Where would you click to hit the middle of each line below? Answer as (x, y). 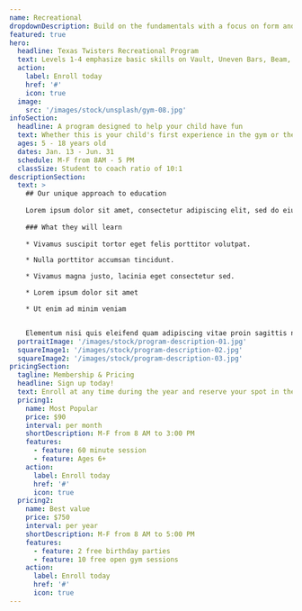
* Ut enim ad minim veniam (76, 309)
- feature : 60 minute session (89, 451)
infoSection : (34, 118)
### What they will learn (74, 227)
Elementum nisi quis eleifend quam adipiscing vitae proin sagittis (156, 333)
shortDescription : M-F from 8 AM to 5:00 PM (110, 534)
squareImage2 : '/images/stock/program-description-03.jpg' (130, 358)
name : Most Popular (62, 408)
